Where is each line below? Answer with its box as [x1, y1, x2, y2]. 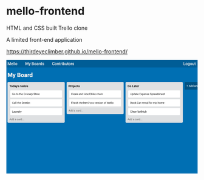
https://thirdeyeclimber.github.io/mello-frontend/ [6, 47, 128, 55]
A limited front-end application [6, 36, 83, 43]
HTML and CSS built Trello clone [6, 24, 88, 32]
